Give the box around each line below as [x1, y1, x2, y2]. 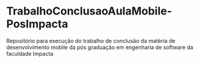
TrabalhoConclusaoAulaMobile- [6, 4, 172, 18]
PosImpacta [6, 17, 68, 31]
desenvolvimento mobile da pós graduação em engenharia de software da [6, 44, 194, 51]
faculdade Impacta [6, 50, 54, 57]
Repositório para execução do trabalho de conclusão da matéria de [6, 37, 176, 44]
